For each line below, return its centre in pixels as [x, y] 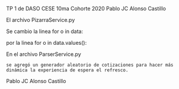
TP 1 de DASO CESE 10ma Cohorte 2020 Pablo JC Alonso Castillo [86, 9]
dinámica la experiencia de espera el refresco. [67, 70]
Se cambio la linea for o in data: [45, 31]
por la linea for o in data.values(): [47, 43]
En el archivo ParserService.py [44, 54]
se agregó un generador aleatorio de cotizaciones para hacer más [90, 65]
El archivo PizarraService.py [41, 20]
